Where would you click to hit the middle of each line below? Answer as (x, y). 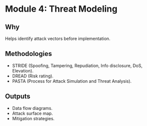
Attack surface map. (32, 113)
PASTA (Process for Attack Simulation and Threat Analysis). (72, 81)
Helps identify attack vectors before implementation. (58, 38)
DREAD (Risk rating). (33, 76)
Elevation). (23, 71)
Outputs (18, 97)
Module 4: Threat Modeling (61, 9)
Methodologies (28, 54)
